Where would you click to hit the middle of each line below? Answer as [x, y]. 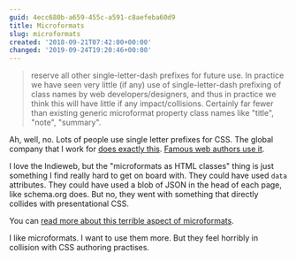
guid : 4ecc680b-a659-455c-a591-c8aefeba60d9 [92, 17]
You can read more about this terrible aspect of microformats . [121, 221]
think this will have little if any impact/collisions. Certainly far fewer [152, 104]
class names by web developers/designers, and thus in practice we [153, 95]
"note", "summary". [66, 123]
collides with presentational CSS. [69, 203]
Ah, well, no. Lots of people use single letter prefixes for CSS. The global [141, 140]
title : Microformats [47, 26]
